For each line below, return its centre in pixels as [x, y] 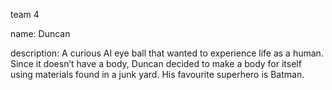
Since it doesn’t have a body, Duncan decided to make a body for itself [156, 63]
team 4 [25, 14]
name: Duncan [40, 33]
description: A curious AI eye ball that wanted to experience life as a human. [167, 53]
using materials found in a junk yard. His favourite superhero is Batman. [157, 74]
